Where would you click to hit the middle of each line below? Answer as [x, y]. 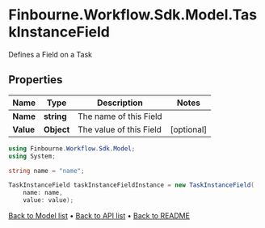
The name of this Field [120, 116]
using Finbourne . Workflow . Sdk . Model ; [72, 148]
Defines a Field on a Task [50, 54]
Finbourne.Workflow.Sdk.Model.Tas [133, 15]
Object [57, 129]
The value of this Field [120, 129]
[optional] [189, 129]
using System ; [32, 156]
